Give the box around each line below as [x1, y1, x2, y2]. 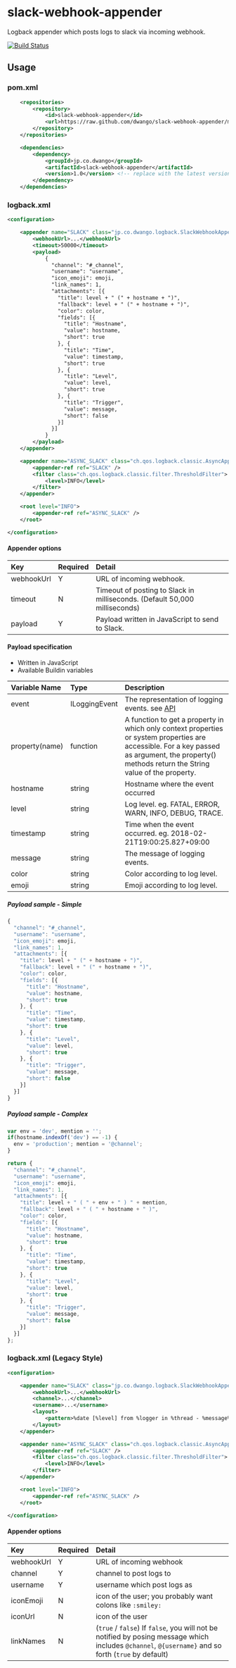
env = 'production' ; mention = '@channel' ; [13, 1140, 143, 1148]
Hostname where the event [124, 779, 214, 789]
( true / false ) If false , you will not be [96, 1623, 218, 1633]
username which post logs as [96, 1579, 193, 1589]
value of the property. [124, 768, 197, 778]
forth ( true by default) [96, 1649, 169, 1659]
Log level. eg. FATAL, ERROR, [124, 799, 220, 809]
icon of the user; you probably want [96, 1591, 213, 1601]
